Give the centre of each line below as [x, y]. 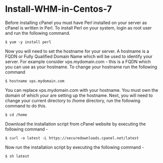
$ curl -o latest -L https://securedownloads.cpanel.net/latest [72, 138]
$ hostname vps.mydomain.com [35, 81]
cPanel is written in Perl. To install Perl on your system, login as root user [78, 27]
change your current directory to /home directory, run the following [73, 100]
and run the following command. [38, 33]
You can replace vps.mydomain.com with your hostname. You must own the [81, 90]
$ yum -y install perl [28, 42]
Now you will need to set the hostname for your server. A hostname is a [77, 51]
